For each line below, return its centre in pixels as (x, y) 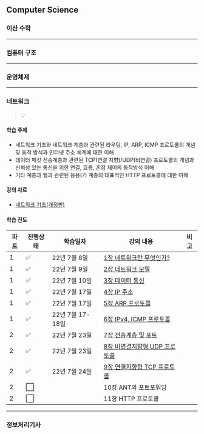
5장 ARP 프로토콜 (127, 304)
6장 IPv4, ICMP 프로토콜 (137, 319)
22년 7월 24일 (72, 372)
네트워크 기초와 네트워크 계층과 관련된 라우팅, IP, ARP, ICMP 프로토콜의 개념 (105, 144)
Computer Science (42, 10)
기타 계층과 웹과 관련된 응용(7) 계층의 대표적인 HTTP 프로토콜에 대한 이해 (102, 175)
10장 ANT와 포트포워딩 (135, 387)
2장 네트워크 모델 (127, 269)
